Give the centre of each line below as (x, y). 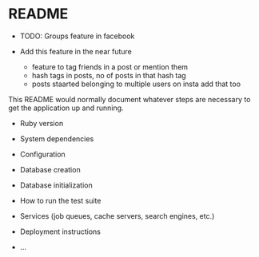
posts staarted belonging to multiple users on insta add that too (136, 84)
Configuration (42, 154)
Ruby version (42, 123)
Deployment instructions (60, 231)
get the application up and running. (66, 108)
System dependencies (57, 138)
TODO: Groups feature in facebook (77, 36)
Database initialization (56, 185)
